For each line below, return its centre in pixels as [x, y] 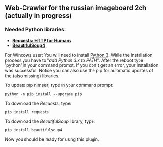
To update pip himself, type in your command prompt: [59, 85]
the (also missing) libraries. [32, 76]
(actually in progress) [38, 16]
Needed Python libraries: [35, 30]
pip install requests [27, 112]
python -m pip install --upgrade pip [44, 94]
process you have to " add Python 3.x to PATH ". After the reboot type [74, 60]
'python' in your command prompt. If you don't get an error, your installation [82, 65]
